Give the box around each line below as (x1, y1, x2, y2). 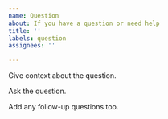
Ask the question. (8, 86, 67, 96)
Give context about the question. (8, 71, 117, 80)
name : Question (8, 11, 59, 20)
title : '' (8, 27, 42, 35)
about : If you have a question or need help (8, 19, 160, 27)
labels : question (8, 34, 67, 43)
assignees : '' (8, 42, 56, 50)
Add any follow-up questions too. (8, 102, 119, 112)
